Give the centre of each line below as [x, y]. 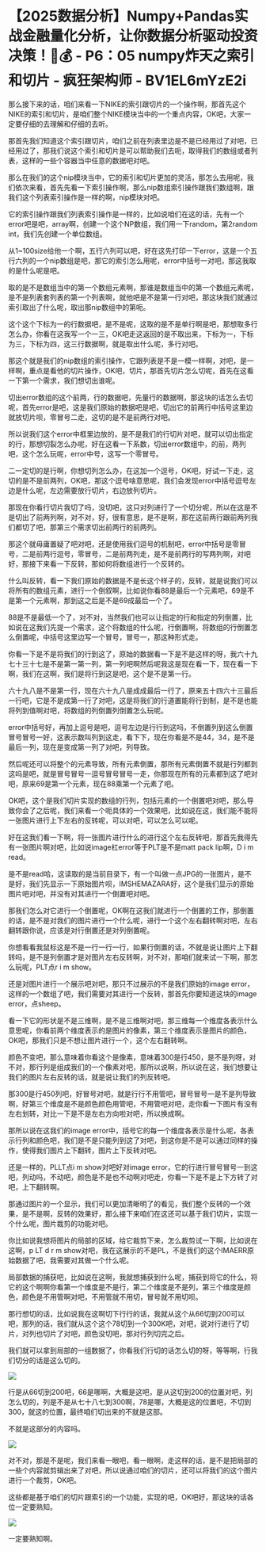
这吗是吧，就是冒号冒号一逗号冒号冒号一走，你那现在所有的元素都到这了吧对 [133, 774]
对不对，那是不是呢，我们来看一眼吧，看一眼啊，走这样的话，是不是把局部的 [133, 1460]
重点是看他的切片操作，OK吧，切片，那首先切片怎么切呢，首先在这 [138, 370]
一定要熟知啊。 [32, 1538]
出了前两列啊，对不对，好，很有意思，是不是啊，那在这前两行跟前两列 [136, 517]
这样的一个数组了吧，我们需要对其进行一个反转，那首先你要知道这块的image [133, 993]
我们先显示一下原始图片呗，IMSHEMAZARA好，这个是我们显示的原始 [141, 884]
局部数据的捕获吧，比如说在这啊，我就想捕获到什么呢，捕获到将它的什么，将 [133, 1277]
